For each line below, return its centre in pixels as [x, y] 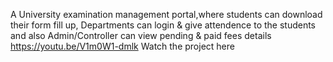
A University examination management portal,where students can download [166, 14]
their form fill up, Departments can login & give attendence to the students [163, 25]
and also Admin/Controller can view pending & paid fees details [141, 35]
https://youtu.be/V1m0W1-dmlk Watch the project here [122, 46]
